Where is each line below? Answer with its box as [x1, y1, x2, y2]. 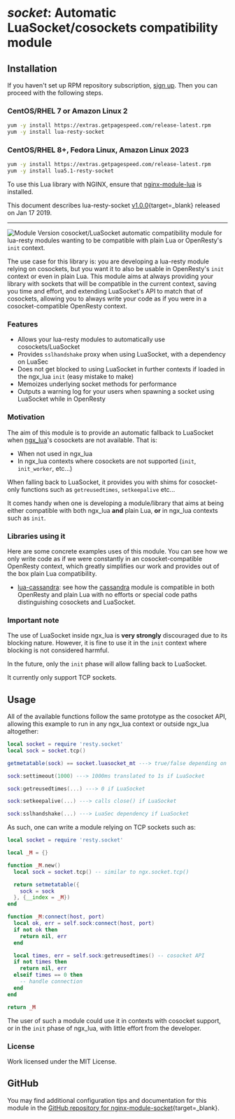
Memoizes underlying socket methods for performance [17, 380, 177, 388]
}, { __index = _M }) [13, 894, 71, 901]
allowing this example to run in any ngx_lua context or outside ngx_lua [7, 720, 209, 728]
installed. [7, 188, 34, 196]
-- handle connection [20, 978, 83, 985]
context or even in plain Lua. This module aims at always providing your [7, 272, 213, 281]
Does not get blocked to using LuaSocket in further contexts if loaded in [17, 365, 225, 373]
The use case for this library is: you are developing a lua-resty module [7, 257, 210, 266]
